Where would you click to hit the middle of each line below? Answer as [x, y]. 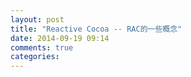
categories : [35, 57]
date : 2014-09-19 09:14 [60, 38]
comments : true [42, 47]
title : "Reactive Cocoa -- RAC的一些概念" [96, 29]
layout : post [37, 19]
